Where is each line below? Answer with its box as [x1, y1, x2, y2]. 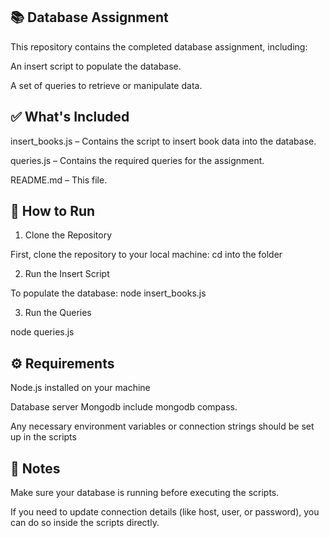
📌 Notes [10, 460, 61, 477]
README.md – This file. [10, 174, 108, 186]
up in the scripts [10, 431, 77, 443]
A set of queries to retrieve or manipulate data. [10, 79, 203, 91]
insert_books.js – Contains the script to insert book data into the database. [10, 135, 317, 147]
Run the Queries [24, 307, 92, 319]
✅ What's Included [10, 109, 130, 126]
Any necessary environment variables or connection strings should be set [10, 420, 315, 433]
